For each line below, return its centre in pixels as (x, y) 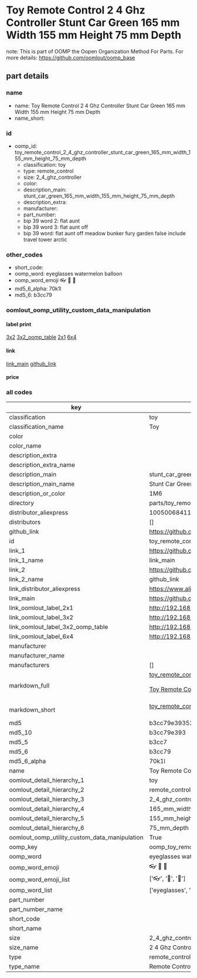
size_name (24, 947)
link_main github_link (31, 364)
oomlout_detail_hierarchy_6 (47, 828)
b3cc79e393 (168, 733)
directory (21, 503)
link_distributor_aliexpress (45, 589)
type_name (24, 967)
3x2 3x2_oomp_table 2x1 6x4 (41, 337)
